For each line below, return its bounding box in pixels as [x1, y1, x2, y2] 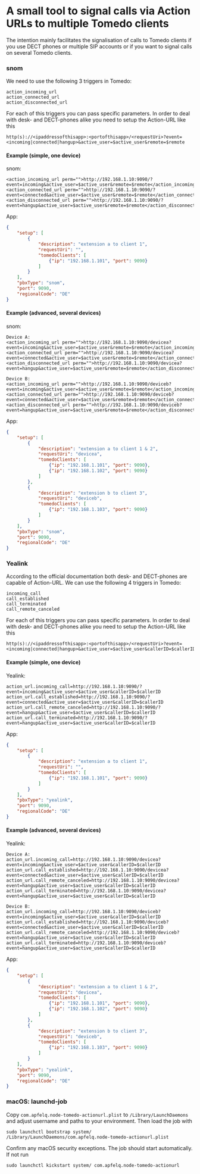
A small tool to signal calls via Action [6, 4, 190, 18]
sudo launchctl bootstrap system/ [6, 1129, 92, 1135]
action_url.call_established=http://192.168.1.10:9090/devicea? [6, 867, 169, 873]
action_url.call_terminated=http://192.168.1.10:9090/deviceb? [6, 940, 167, 946]
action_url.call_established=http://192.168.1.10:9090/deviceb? [6, 919, 169, 925]
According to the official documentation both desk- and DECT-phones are [6, 573, 187, 580]
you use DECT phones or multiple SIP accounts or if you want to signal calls [6, 43, 192, 50]
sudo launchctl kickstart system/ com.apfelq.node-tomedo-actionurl [6, 1162, 180, 1168]
